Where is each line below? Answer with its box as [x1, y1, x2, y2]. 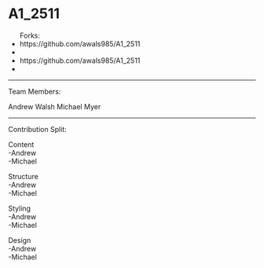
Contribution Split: [8, 124, 67, 134]
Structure [8, 171, 39, 181]
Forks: [19, 31, 41, 40]
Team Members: [8, 86, 61, 96]
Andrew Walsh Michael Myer [8, 101, 101, 111]
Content [8, 139, 35, 149]
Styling [8, 204, 31, 213]
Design [8, 235, 31, 244]
